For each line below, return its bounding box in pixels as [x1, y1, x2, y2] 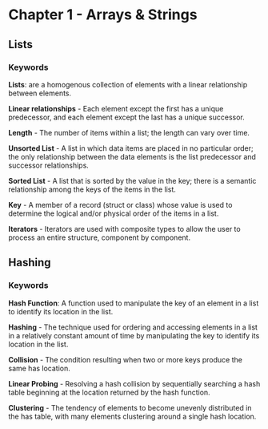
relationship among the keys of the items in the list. [8, 184, 176, 194]
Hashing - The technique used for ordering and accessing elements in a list [8, 322, 258, 332]
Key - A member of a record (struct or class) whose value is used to [8, 200, 233, 209]
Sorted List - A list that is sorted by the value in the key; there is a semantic [8, 176, 257, 185]
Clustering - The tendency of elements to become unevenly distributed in [8, 403, 252, 412]
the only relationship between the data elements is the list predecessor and [8, 152, 256, 161]
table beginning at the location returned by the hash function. [8, 387, 210, 397]
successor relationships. [8, 160, 90, 170]
